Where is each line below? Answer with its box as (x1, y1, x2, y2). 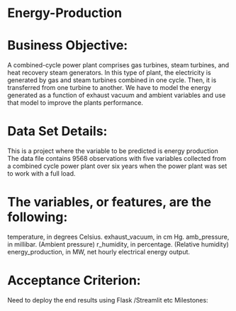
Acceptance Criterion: (7, 273, 141, 288)
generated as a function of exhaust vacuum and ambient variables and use (7, 91, 226, 100)
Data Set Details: (7, 123, 108, 140)
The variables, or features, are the (7, 194, 211, 210)
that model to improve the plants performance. (7, 98, 144, 107)
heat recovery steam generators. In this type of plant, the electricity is (7, 69, 211, 77)
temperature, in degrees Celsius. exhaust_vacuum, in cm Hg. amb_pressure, (7, 232, 230, 241)
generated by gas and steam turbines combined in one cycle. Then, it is (7, 76, 217, 84)
